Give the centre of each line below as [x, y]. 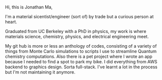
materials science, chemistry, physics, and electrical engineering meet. [77, 37]
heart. [11, 22]
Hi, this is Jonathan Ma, [29, 7]
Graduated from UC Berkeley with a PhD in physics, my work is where [76, 31]
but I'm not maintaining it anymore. [40, 72]
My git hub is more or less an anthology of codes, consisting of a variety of [81, 46]
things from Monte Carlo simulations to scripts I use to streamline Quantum [81, 51]
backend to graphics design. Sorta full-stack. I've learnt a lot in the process [81, 67]
